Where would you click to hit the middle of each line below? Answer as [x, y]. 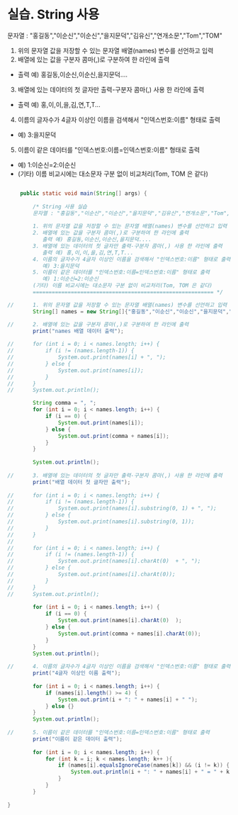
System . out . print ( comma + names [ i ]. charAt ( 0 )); [129, 634]
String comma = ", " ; [65, 403]
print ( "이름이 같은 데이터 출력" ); [78, 739]
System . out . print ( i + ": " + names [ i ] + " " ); [128, 699]
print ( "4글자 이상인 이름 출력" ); [77, 673]
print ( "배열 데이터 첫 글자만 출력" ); [82, 482]
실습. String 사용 [53, 15]
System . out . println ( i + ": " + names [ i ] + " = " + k [150, 772]
